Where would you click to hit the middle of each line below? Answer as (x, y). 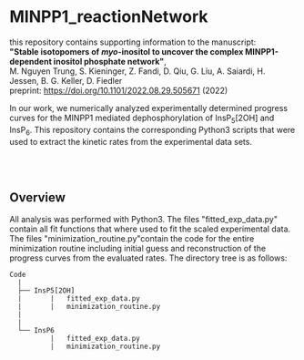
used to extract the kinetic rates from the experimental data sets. (131, 141)
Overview (38, 197)
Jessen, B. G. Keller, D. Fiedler (66, 80)
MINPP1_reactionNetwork (109, 17)
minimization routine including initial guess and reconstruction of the (138, 249)
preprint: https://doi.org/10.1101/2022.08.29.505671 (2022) (119, 90)
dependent (31, 61)
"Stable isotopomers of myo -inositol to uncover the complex (127, 51)
